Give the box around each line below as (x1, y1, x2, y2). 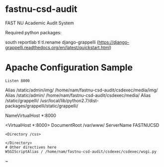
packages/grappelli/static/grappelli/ (5, 103, 79, 109)
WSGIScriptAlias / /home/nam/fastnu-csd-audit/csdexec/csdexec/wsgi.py (5, 149, 157, 154)
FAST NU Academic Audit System (5, 20, 74, 26)
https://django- (98, 39, 130, 45)
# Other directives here (5, 145, 57, 150)
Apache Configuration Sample (5, 62, 133, 73)
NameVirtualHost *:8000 (5, 112, 56, 118)
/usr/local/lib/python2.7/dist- (40, 97, 99, 103)
